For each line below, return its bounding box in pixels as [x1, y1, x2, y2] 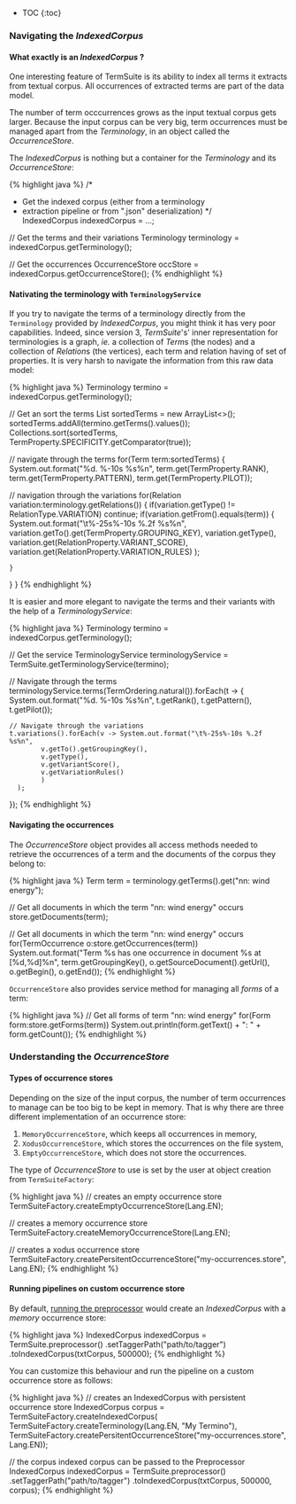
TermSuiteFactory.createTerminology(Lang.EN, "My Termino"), [9, 1420, 238, 1430]
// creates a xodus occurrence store [9, 1244, 140, 1255]
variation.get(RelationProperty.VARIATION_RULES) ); [9, 547, 201, 557]
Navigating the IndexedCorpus [9, 29, 144, 42]
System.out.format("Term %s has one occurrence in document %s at [9, 947, 262, 958]
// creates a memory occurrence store [9, 1218, 148, 1228]
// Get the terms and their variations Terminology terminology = [9, 232, 240, 243]
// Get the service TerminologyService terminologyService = [9, 650, 229, 660]
